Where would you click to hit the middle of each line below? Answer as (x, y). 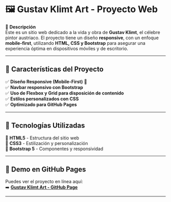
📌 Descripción (21, 27)
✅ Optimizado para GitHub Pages (41, 104)
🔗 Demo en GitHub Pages (46, 169)
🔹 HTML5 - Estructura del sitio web (42, 138)
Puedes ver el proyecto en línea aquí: (44, 182)
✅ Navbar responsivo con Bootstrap (44, 87)
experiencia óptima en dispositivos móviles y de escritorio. (67, 48)
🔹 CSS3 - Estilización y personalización (47, 143)
